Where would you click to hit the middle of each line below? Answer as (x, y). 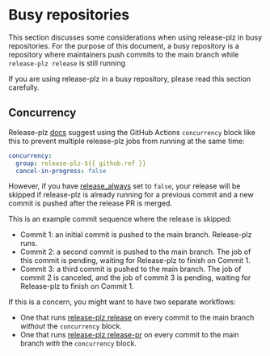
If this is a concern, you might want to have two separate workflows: (122, 302)
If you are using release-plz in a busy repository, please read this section (130, 78)
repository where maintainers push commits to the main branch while (124, 54)
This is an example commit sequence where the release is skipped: (120, 219)
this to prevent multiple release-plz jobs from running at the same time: (127, 141)
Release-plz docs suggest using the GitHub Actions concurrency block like (132, 132)
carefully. (24, 87)
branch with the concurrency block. (78, 343)
